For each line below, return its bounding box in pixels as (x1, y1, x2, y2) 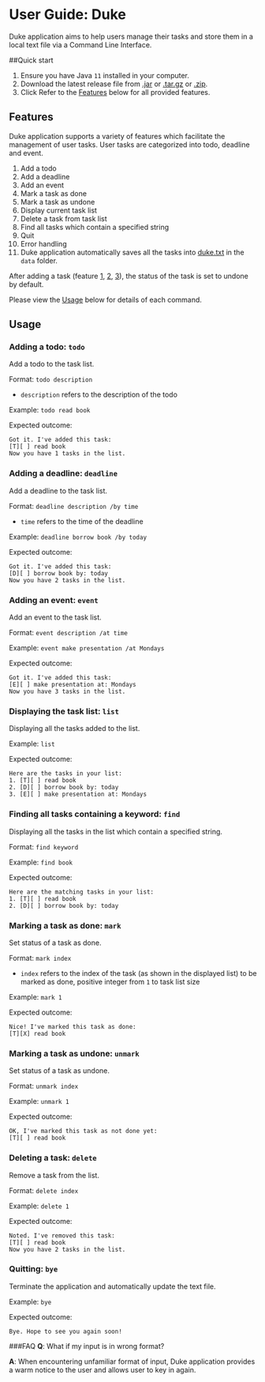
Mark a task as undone (20, 197, 95, 206)
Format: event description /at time (9, 628, 129, 638)
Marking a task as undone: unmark (9, 1048, 140, 1059)
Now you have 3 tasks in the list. (9, 687, 126, 696)
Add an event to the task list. (9, 612, 102, 622)
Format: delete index (9, 1185, 79, 1195)
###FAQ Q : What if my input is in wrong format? (9, 1341, 165, 1350)
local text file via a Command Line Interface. (9, 40, 152, 49)
